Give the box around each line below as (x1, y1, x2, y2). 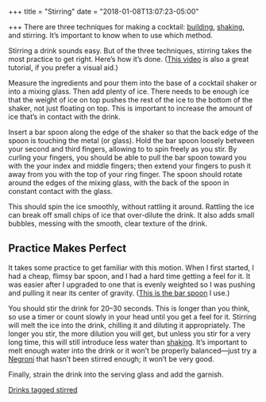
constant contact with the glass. (8, 187, 114, 195)
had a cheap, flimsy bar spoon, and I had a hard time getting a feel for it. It (8, 271, 251, 280)
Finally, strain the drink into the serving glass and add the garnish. (8, 369, 224, 379)
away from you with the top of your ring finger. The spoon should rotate (8, 170, 243, 179)
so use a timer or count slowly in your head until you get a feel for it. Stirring (8, 311, 256, 321)
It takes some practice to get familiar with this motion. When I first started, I (8, 262, 254, 273)
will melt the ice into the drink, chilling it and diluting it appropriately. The (8, 320, 246, 330)
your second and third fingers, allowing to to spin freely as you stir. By (8, 145, 237, 153)
